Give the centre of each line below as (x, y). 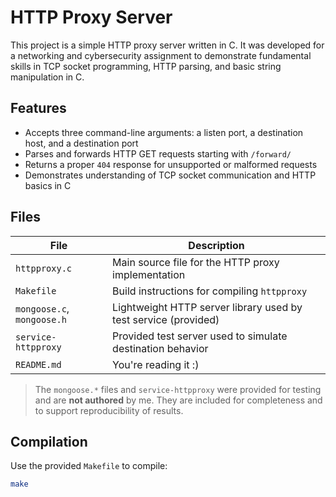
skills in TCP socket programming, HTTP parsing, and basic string (146, 66)
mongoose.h (41, 319)
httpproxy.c (44, 268)
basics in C (48, 185)
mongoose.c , (42, 308)
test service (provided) (166, 319)
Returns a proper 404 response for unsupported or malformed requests (171, 164)
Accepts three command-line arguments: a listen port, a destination (164, 132)
